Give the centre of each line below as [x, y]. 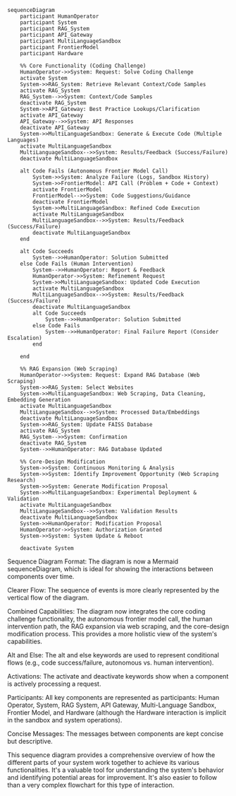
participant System [49, 23]
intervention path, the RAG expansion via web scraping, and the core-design [118, 626]
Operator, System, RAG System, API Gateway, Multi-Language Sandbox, [112, 705]
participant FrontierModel [60, 47]
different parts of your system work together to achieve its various [103, 762]
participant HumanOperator [60, 16]
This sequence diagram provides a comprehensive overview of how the [111, 755]
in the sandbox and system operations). [65, 720]
